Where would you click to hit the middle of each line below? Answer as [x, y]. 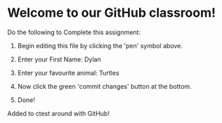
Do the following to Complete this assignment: [74, 32]
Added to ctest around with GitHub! [59, 113]
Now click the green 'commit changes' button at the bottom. [104, 86]
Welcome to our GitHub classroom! [112, 13]
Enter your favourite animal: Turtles [68, 73]
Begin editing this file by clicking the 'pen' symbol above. [100, 45]
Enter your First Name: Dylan [59, 59]
